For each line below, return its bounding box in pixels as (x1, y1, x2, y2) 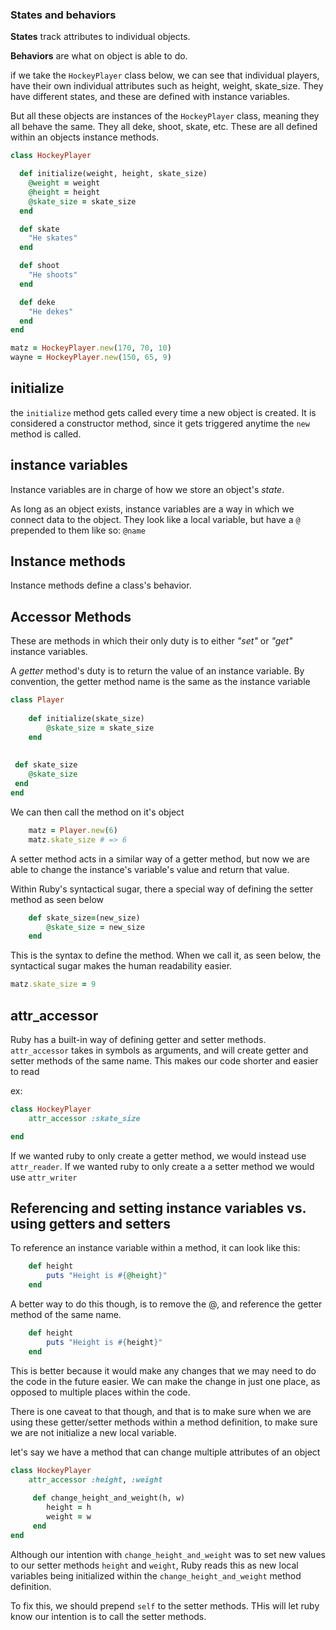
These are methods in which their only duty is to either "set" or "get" (10, 635, 293, 647)
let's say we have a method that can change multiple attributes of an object (10, 1446, 321, 1458)
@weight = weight (28, 178, 101, 188)
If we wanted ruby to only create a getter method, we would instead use (10, 1149, 307, 1162)
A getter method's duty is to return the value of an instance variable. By (10, 665, 305, 677)
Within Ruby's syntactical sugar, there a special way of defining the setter (10, 883, 314, 895)
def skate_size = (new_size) (28, 913, 141, 923)
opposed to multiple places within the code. (10, 1386, 191, 1398)
